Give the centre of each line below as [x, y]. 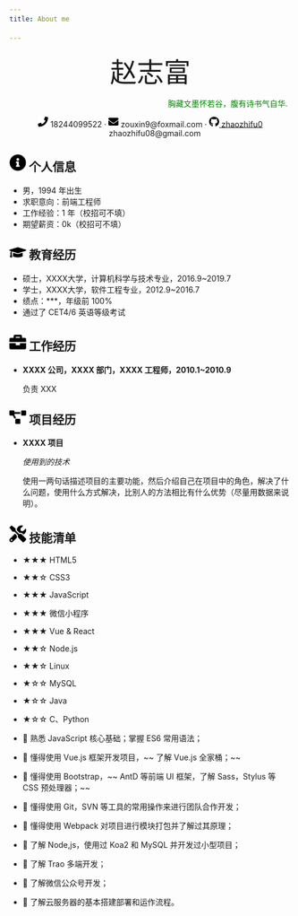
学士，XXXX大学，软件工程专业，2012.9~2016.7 [111, 289]
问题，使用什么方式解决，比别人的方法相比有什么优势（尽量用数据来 [156, 493]
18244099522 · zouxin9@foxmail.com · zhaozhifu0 [157, 124]
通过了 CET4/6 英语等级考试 [74, 312]
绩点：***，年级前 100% [67, 301]
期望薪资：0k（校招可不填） [74, 223]
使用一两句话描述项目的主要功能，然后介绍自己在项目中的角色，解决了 [152, 481]
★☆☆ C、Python [55, 720]
